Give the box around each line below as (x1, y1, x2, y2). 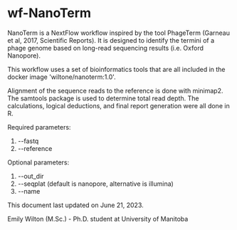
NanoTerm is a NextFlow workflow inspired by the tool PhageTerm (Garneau (7, 28, 230, 37)
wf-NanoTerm (7, 5, 91, 21)
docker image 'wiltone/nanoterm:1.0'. (7, 73, 116, 81)
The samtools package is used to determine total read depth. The (7, 94, 199, 103)
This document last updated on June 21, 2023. (7, 201, 144, 209)
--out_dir (17, 172, 44, 180)
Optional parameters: (7, 158, 70, 167)
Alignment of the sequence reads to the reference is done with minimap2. (7, 86, 223, 95)
